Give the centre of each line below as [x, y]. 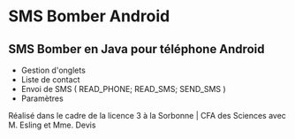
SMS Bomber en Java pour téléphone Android [136, 49]
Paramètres [42, 98]
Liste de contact [50, 80]
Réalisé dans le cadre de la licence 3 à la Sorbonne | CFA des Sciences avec [147, 116]
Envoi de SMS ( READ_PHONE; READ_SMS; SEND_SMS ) [123, 89]
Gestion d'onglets [53, 70]
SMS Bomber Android [89, 16]
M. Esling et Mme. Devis [52, 125]
